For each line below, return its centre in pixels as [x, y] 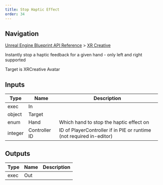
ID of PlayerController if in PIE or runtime [105, 130]
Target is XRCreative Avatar [33, 69]
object [15, 115]
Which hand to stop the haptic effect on [104, 122]
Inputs [15, 85]
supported [15, 60]
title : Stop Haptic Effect [32, 9]
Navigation [22, 34]
